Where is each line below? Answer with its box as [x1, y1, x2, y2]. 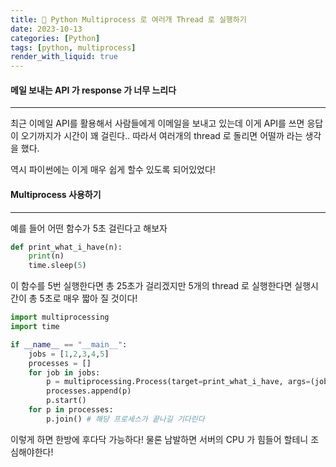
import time [10, 322, 60, 332]
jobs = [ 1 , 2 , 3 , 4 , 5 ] [28, 349, 110, 359]
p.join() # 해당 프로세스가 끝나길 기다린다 [46, 414, 205, 424]
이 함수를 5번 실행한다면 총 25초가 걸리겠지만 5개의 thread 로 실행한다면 [10, 280, 293, 292]
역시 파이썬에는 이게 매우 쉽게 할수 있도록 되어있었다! [10, 164, 216, 176]
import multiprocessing [10, 312, 110, 323]
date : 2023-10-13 [10, 24, 83, 34]
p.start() [46, 396, 87, 406]
